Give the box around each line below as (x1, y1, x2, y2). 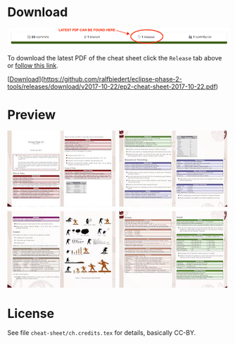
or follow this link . (7, 61, 58, 70)
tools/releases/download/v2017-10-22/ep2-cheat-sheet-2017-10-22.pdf (7, 82, 217, 91)
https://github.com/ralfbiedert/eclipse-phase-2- (43, 74, 183, 83)
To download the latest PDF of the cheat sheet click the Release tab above (7, 53, 222, 62)
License (7, 305, 55, 322)
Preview (7, 107, 56, 123)
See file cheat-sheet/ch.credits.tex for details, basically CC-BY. (7, 329, 196, 337)
